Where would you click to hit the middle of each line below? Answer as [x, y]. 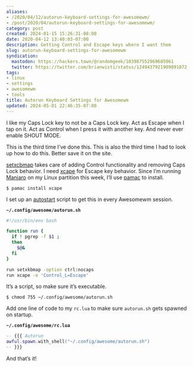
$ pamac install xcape [34, 188]
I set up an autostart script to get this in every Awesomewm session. [90, 199]
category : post [25, 28]
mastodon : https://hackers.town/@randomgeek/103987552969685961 [93, 61]
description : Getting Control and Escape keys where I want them [88, 45]
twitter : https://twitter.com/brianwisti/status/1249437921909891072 [99, 67]
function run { [25, 231]
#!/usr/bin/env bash [32, 221]
